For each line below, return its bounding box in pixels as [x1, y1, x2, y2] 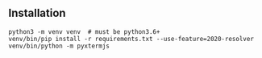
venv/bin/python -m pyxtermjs [8, 42, 110, 50]
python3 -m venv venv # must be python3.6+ [8, 27, 160, 35]
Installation [8, 6, 66, 20]
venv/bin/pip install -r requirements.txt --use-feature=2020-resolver [8, 35, 254, 43]
